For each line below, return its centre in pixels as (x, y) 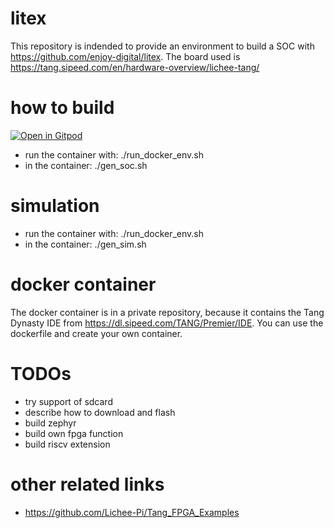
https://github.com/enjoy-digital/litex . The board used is (125, 56)
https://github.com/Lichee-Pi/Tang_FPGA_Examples (132, 512)
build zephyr (50, 423)
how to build (62, 108)
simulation (55, 206)
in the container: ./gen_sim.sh (85, 244)
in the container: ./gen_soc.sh (86, 165)
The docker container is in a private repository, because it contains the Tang (167, 312)
